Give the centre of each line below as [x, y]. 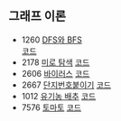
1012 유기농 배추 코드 [59, 96]
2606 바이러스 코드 [56, 73]
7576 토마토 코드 [51, 107]
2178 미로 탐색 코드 [56, 62]
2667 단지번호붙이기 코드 [66, 85]
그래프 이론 [37, 16]
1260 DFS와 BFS [52, 40]
